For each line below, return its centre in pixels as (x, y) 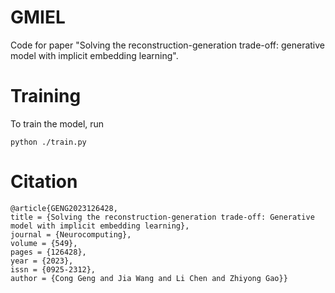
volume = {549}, (44, 243)
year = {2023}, (42, 261)
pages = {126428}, (48, 252)
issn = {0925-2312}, (53, 269)
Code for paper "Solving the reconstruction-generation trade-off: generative (168, 45)
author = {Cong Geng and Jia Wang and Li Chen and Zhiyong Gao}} (149, 278)
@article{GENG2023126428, (64, 208)
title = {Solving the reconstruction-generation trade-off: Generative (162, 217)
